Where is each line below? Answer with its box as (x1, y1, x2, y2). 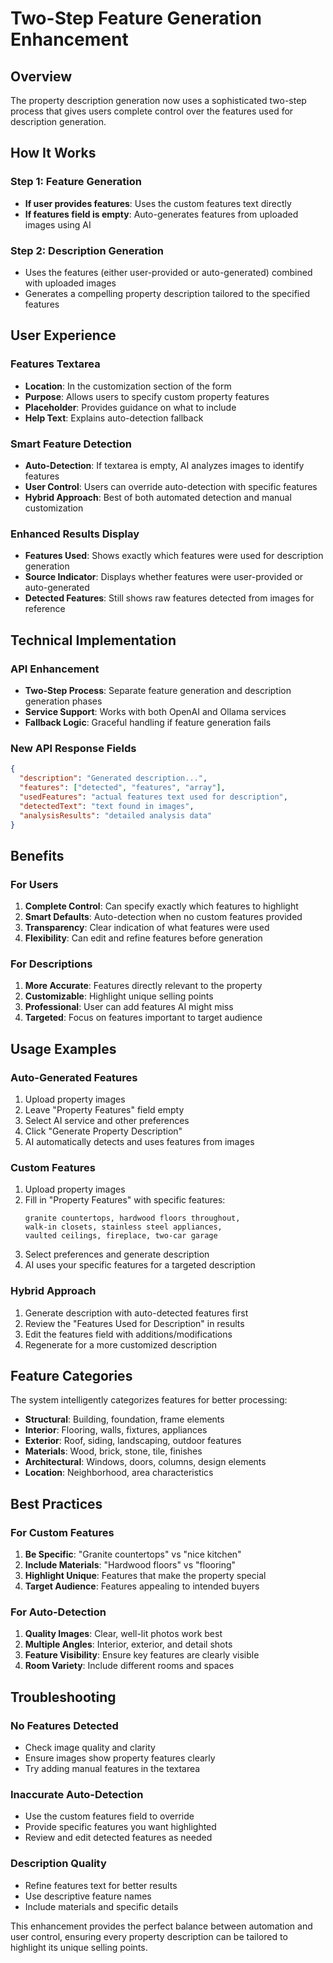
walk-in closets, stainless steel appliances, (24, 1222, 223, 1232)
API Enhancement (10, 662, 100, 676)
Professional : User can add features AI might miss (24, 1001, 234, 1013)
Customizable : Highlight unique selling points (24, 990, 214, 1002)
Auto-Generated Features (10, 1070, 138, 1084)
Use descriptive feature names (24, 1890, 152, 1902)
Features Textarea (10, 357, 101, 371)
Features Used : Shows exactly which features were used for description (24, 550, 324, 562)
